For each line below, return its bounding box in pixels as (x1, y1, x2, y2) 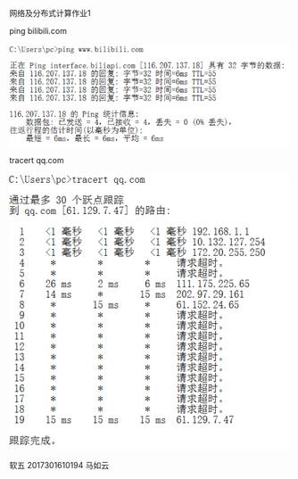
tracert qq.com (9, 155, 64, 165)
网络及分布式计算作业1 (9, 8, 91, 18)
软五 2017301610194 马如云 (9, 460, 110, 471)
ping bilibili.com (9, 26, 67, 36)
